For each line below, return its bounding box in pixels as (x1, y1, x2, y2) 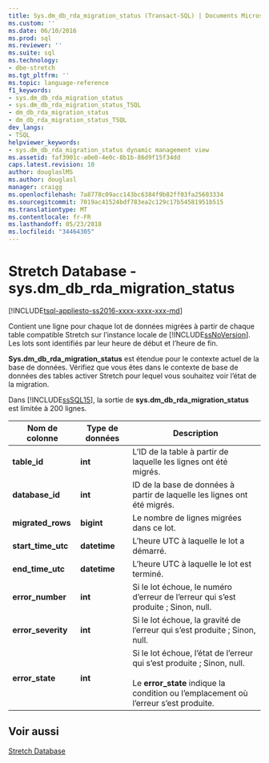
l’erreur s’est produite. (131, 697, 215, 708)
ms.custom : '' (8, 19, 56, 27)
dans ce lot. (131, 522, 176, 533)
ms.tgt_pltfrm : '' (8, 71, 70, 79)
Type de (86, 422, 118, 434)
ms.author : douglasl (8, 176, 78, 184)
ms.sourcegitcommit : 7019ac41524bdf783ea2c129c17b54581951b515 (8, 198, 224, 206)
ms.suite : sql (8, 49, 56, 57)
